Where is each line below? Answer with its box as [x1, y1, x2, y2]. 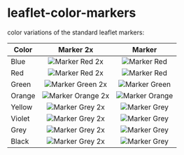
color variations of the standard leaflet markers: [7, 28, 145, 36]
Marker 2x [58, 44, 94, 54]
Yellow [10, 102, 33, 112]
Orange [10, 90, 36, 100]
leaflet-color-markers [7, 5, 136, 21]
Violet [10, 114, 30, 123]
